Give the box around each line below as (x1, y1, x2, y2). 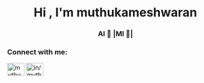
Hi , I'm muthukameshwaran (33, 5, 198, 20)
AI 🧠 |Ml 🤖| (98, 29, 133, 39)
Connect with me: (7, 48, 68, 57)
